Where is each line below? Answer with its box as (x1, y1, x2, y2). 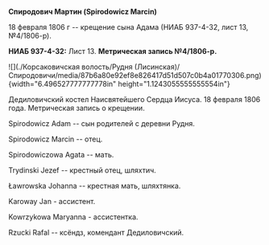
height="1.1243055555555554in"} (118, 80, 231, 88)
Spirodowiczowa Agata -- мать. (8, 150, 114, 159)
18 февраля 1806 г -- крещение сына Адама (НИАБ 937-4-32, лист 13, (8, 22, 249, 31)
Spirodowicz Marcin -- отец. (8, 134, 103, 144)
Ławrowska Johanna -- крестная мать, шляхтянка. (8, 181, 181, 190)
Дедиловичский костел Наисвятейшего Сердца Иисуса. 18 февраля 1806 (8, 95, 261, 104)
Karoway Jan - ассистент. (8, 197, 96, 206)
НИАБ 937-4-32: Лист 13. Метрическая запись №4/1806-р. (8, 47, 217, 55)
